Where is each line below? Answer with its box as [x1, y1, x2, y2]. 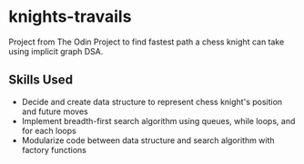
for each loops [21, 125, 76, 136]
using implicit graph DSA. [8, 45, 104, 56]
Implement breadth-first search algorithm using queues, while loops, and [21, 115, 296, 126]
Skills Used [8, 72, 74, 88]
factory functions [21, 144, 87, 155]
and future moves [21, 106, 88, 117]
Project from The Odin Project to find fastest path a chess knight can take [8, 36, 285, 47]
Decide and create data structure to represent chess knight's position [21, 96, 283, 107]
